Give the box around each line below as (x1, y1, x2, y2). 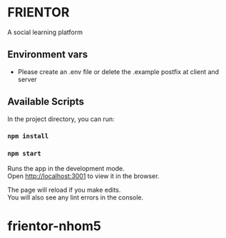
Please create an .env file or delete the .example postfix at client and (17, 67, 220, 76)
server (17, 75, 37, 83)
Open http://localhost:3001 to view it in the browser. (7, 172, 160, 180)
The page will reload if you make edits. (7, 185, 121, 194)
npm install (7, 133, 49, 140)
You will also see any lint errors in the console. (7, 193, 144, 202)
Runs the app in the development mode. (7, 164, 125, 172)
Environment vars (7, 48, 88, 61)
